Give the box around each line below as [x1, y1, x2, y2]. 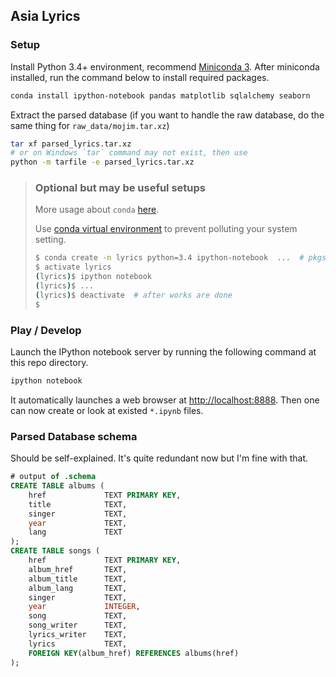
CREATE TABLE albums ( [10, 481, 105, 491]
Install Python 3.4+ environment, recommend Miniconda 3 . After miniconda [10, 60, 320, 73]
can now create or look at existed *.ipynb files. [10, 404, 204, 416]
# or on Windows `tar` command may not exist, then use [10, 148, 248, 158]
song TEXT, [28, 611, 128, 621]
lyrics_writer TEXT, [28, 630, 128, 640]
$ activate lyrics [34, 262, 112, 273]
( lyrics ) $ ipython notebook [34, 272, 152, 282]
